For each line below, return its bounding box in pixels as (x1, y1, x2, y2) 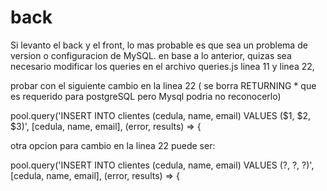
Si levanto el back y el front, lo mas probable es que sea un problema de (10, 39, 308, 51)
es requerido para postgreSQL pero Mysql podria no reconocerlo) (10, 90, 282, 102)
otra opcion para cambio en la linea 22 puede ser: (10, 139, 216, 151)
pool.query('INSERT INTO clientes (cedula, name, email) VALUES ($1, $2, (10, 109, 312, 121)
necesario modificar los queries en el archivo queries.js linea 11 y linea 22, (10, 60, 315, 72)
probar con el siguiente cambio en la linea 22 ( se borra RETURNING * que (10, 79, 317, 91)
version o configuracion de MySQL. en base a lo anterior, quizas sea (10, 49, 292, 61)
